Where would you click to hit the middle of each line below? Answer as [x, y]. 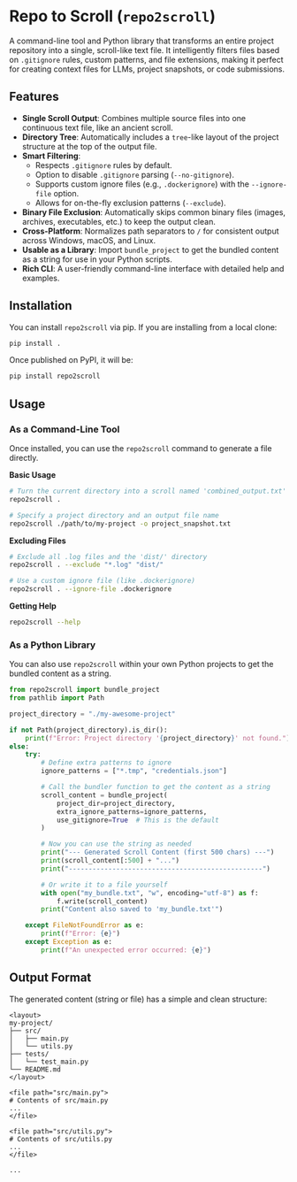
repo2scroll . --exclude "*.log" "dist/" [87, 565]
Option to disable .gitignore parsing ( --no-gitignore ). [134, 174]
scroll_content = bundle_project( [104, 795]
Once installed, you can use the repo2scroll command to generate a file [141, 448]
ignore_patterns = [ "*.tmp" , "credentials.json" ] [134, 771]
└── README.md [35, 1069]
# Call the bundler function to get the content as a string [156, 787]
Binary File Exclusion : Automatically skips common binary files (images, [153, 212]
